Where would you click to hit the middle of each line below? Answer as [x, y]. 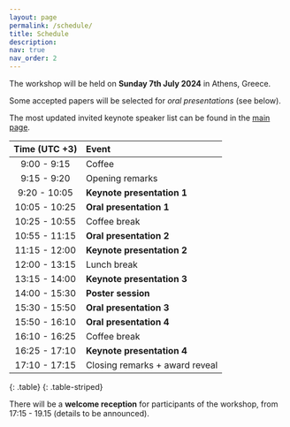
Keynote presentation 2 [136, 250]
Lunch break [112, 264]
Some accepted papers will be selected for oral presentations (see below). [145, 101]
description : [33, 42]
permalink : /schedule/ [51, 26]
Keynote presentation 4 [136, 351]
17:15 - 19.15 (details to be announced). [80, 413]
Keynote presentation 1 [136, 193]
